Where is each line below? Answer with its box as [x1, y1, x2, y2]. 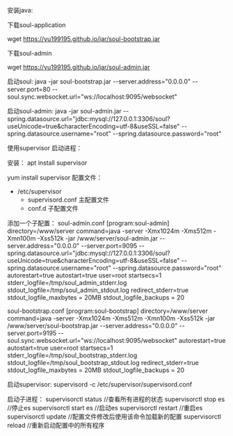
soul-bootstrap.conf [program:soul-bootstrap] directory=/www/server [7, 307, 209, 315]
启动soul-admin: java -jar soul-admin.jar [7, 107, 122, 115]
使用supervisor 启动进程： [7, 144, 83, 152]
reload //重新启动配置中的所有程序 [7, 421, 105, 429]
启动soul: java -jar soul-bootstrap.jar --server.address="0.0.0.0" [7, 77, 191, 86]
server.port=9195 [7, 329, 57, 337]
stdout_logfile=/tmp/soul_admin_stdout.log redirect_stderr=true [7, 286, 189, 294]
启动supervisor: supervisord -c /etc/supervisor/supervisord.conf [7, 380, 193, 388]
